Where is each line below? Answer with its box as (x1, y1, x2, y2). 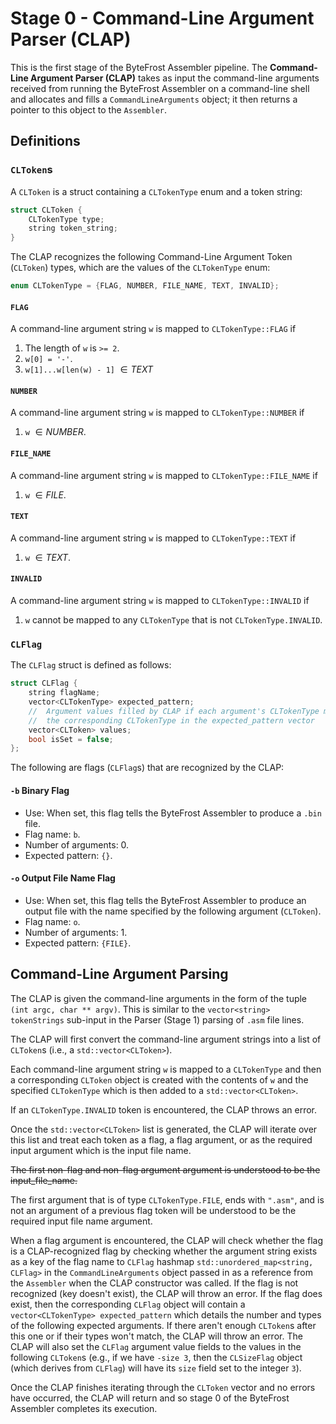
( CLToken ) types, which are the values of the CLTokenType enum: (10, 262, 271, 274)
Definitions (10, 133, 81, 150)
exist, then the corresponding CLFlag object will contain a (10, 1298, 246, 1310)
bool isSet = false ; (28, 734, 114, 744)
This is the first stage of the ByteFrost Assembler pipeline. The (10, 61, 268, 73)
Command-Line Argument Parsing (10, 966, 229, 983)
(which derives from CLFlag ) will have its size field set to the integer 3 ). (10, 1362, 302, 1374)
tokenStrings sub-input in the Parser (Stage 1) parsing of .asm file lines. (10, 1013, 305, 1026)
